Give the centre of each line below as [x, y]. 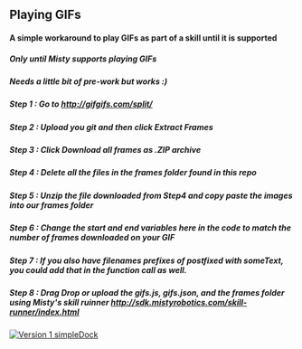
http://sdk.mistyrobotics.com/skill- [179, 302]
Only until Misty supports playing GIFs [83, 59]
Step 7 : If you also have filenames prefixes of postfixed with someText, [146, 260]
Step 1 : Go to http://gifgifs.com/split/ [81, 104]
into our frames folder [52, 205]
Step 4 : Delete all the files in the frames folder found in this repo [133, 173]
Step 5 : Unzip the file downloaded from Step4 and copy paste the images [151, 195]
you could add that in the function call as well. [98, 269]
